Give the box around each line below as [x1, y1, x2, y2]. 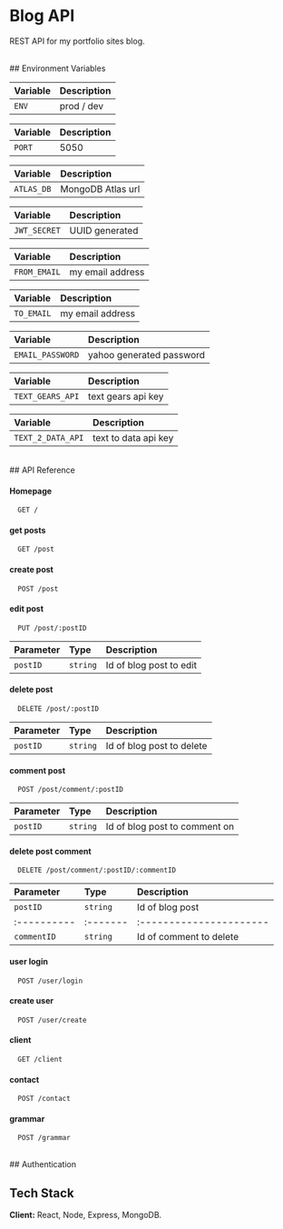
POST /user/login [17, 976, 83, 985]
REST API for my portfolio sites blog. [9, 35, 145, 46]
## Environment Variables [9, 63, 106, 74]
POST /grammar [17, 1134, 71, 1143]
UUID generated [69, 224, 139, 236]
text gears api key [87, 390, 164, 403]
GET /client [17, 1054, 63, 1064]
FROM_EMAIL [14, 266, 61, 277]
